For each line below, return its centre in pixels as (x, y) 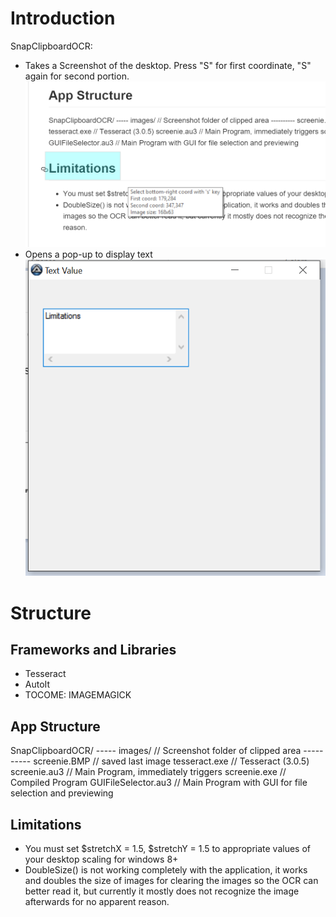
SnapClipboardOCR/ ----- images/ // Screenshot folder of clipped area (156, 751)
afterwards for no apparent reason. (97, 902)
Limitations (46, 824)
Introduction (63, 18)
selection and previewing (62, 793)
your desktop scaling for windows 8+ (101, 859)
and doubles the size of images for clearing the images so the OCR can (171, 881)
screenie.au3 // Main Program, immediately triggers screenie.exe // (148, 772)
